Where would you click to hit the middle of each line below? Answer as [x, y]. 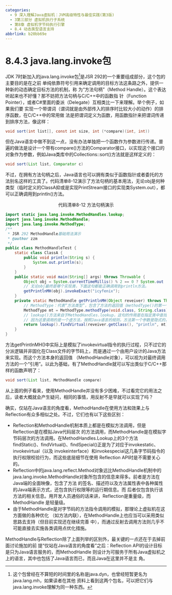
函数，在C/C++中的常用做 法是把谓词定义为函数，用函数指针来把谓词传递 [87, 115]
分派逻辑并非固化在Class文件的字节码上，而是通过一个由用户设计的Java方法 [86, 351]
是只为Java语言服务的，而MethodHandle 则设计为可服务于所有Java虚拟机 [83, 552]
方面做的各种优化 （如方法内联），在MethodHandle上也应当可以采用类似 [89, 515]
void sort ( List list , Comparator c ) [44, 164]
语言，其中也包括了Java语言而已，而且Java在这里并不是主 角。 [81, 558]
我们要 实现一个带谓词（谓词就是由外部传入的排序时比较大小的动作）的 [84, 109]
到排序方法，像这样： [28, 121]
